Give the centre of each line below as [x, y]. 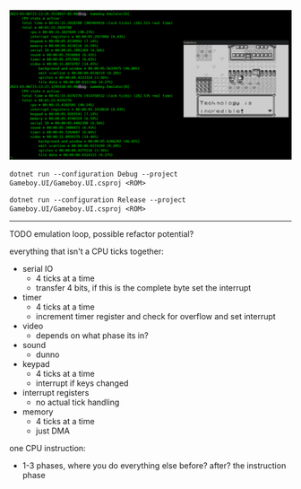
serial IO [38, 268]
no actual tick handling [77, 402]
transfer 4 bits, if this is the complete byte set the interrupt [143, 287]
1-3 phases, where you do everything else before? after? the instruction [154, 465]
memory [38, 411]
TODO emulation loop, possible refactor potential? [102, 233]
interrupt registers [56, 392]
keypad [36, 363]
